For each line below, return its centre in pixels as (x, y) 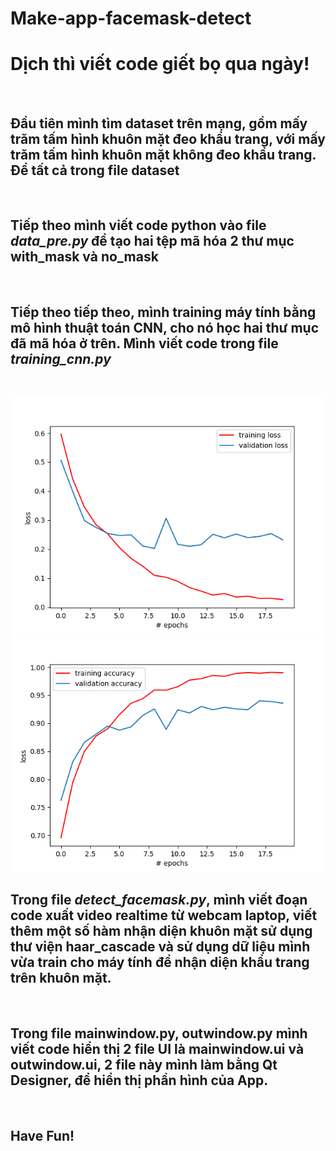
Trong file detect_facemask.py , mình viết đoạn (159, 899)
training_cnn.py (61, 359)
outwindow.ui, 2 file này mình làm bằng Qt (144, 1064)
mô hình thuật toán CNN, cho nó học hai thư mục (164, 328)
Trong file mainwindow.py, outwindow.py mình (159, 1033)
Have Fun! (42, 1135)
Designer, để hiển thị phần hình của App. (139, 1080)
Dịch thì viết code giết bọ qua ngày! (160, 64)
